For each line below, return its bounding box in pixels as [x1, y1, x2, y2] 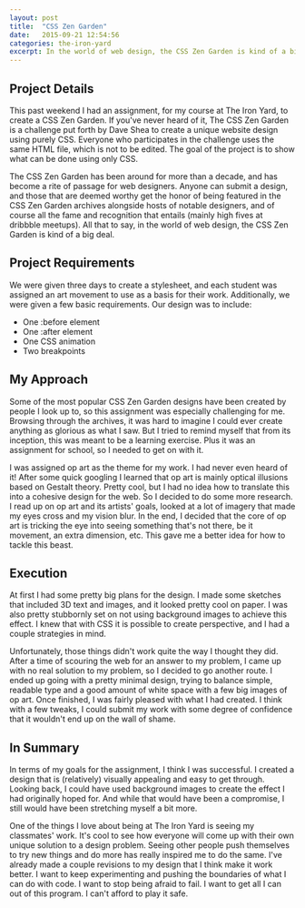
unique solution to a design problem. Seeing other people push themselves [9, 840, 290, 851]
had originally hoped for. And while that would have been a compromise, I [9, 793, 285, 804]
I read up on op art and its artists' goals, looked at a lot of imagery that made [9, 500, 296, 511]
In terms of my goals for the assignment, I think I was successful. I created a [9, 764, 295, 775]
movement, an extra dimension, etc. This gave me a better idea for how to [9, 530, 286, 540]
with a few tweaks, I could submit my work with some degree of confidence [9, 704, 293, 715]
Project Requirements [9, 256, 135, 271]
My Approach [9, 372, 89, 388]
